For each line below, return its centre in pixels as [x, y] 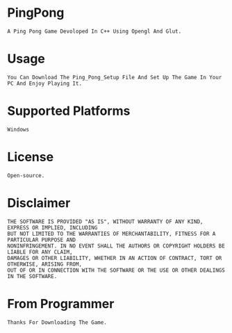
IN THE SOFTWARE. [32, 276]
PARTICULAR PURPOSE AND [42, 240]
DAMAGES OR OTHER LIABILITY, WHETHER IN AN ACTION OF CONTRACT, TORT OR [115, 258]
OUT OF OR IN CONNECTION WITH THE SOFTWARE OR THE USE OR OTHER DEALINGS [116, 270]
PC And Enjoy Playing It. [44, 83]
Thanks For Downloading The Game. [57, 322]
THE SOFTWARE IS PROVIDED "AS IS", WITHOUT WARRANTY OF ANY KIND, [105, 221]
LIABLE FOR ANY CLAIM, [40, 252]
